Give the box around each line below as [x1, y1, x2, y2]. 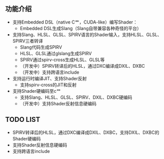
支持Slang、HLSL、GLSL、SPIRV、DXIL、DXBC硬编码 [20, 94, 132, 100]
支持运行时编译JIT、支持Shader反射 [12, 75, 87, 81]
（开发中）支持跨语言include [20, 69, 79, 75]
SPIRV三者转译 [12, 38, 43, 44]
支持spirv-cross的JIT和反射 [20, 82, 77, 88]
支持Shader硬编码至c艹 [12, 88, 61, 94]
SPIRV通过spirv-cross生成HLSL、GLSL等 [20, 57, 105, 63]
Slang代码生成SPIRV [20, 44, 62, 50]
